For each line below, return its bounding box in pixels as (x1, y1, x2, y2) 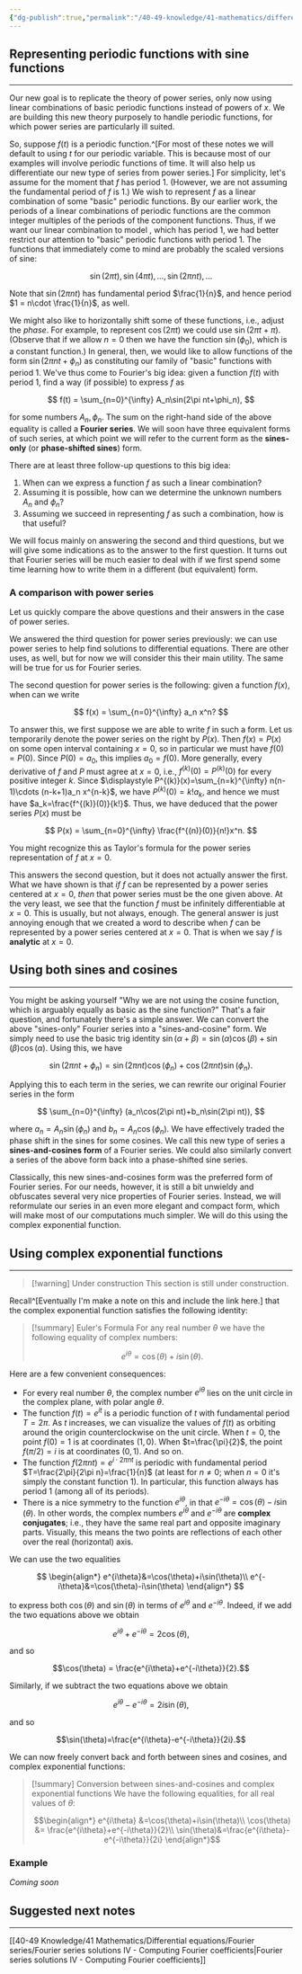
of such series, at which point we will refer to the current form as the (9, 432, 263, 443)
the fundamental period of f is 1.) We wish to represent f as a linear (9, 186, 256, 198)
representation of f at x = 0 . (9, 851, 112, 863)
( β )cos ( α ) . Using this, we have (9, 1042, 123, 1053)
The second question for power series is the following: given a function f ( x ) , (9, 680, 290, 690)
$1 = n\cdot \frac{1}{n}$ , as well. (9, 298, 130, 308)
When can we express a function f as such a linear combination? (22, 477, 262, 488)
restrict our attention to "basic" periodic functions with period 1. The (9, 235, 262, 245)
